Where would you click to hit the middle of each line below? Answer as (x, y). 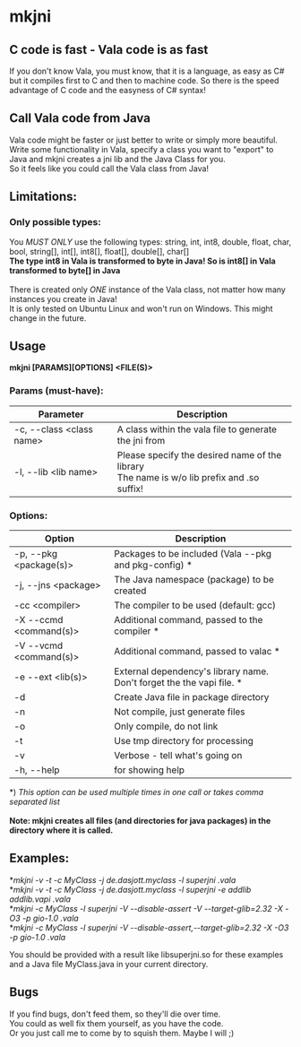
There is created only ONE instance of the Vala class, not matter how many (148, 290)
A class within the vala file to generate (197, 429)
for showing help (149, 770)
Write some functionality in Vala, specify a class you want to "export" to (142, 149)
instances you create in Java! (64, 299)
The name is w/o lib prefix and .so (188, 477)
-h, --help (37, 770)
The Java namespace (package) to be (194, 579)
